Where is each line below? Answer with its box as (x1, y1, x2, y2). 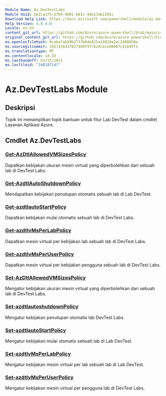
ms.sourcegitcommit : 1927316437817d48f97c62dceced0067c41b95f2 (5, 44, 138, 49)
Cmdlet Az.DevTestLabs (5, 136, 82, 145)
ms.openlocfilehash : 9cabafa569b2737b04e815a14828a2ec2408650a (5, 40, 138, 45)
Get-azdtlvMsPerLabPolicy (5, 227, 72, 234)
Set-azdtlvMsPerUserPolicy (5, 374, 74, 381)
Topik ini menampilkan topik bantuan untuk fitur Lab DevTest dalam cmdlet (5, 117, 157, 123)
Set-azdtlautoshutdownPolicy (5, 303, 79, 310)
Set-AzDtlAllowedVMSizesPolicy (5, 274, 86, 281)
